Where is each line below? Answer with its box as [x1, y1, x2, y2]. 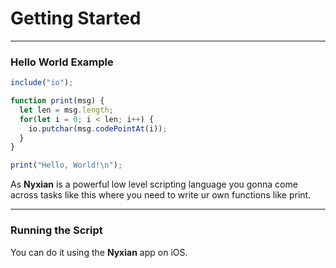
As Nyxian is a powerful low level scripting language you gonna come [10, 178, 298, 191]
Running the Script [10, 223, 103, 237]
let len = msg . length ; [19, 105, 114, 115]
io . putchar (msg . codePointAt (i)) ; [28, 123, 168, 134]
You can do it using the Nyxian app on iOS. [10, 246, 188, 258]
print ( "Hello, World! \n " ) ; [10, 160, 123, 171]
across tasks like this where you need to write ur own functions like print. [10, 189, 312, 201]
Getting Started [10, 7, 142, 30]
